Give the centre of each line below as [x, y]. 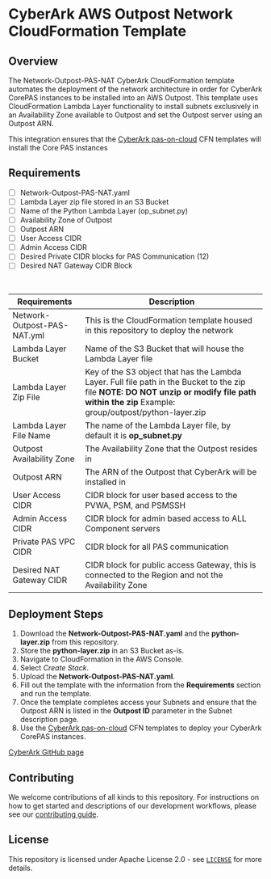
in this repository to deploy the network [159, 331]
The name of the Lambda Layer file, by [158, 425]
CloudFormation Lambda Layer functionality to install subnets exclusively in [134, 106]
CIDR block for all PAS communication [156, 547]
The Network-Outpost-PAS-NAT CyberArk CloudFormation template [121, 80]
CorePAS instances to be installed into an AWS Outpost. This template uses [133, 97]
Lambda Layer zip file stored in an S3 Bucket [94, 201]
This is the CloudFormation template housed [168, 320]
